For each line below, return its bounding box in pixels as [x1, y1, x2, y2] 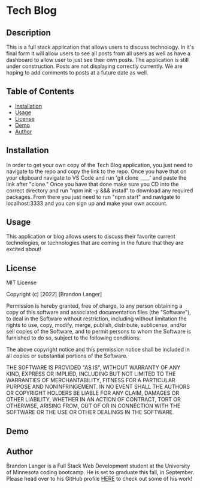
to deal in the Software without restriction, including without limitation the [6, 315, 187, 322]
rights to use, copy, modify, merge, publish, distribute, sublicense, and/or [6, 322, 187, 329]
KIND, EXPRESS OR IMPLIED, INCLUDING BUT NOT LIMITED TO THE [6, 370, 176, 377]
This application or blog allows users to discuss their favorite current [6, 233, 175, 240]
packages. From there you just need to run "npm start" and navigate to [6, 193, 181, 200]
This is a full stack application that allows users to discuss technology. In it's [6, 43, 195, 50]
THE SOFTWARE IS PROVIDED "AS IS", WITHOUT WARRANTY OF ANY [6, 364, 181, 371]
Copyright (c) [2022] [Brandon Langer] [6, 291, 102, 298]
